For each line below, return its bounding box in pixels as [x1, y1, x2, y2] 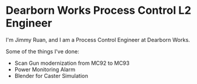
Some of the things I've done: [5, 47, 79, 55]
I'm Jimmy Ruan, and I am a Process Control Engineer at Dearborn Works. [5, 36, 190, 43]
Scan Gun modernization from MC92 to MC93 [14, 59, 130, 67]
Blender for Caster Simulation [14, 72, 88, 79]
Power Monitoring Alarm [14, 65, 76, 73]
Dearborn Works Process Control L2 [5, 4, 192, 17]
